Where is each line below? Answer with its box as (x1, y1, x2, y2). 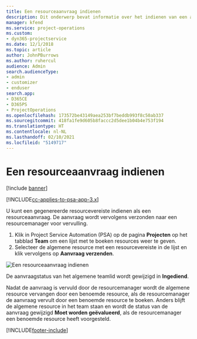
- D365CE (6, 96, 28, 102)
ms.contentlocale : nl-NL (6, 129, 67, 135)
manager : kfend (6, 19, 43, 25)
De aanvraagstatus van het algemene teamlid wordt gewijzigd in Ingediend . (6, 273, 189, 280)
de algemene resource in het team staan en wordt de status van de (6, 303, 168, 310)
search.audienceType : (6, 69, 59, 75)
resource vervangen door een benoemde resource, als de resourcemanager (6, 290, 190, 297)
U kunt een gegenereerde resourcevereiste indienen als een (6, 207, 151, 214)
